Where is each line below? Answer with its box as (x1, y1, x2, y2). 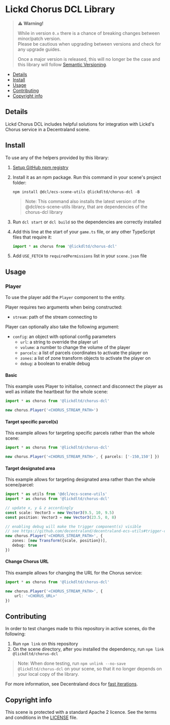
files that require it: (12, 234, 52, 240)
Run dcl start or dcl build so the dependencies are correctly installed (12, 219, 161, 225)
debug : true (12, 543, 37, 548)
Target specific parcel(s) (5, 418, 58, 425)
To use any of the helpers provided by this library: (5, 155, 109, 161)
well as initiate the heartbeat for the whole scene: (5, 389, 108, 395)
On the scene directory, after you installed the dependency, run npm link (12, 646, 164, 652)
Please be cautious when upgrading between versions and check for (17, 41, 161, 47)
